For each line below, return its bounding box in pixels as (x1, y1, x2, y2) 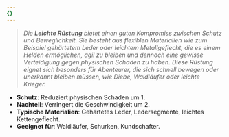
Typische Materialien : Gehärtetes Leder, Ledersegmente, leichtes (16, 108, 204, 116)
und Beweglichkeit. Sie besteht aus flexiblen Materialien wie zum (23, 36, 208, 45)
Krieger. (23, 79, 46, 88)
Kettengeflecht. (16, 114, 61, 123)
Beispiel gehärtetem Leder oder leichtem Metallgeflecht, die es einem (23, 43, 221, 51)
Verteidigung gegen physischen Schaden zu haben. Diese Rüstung (23, 58, 214, 66)
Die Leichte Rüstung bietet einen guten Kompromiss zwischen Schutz (23, 29, 222, 37)
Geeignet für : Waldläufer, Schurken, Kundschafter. (16, 122, 160, 130)
